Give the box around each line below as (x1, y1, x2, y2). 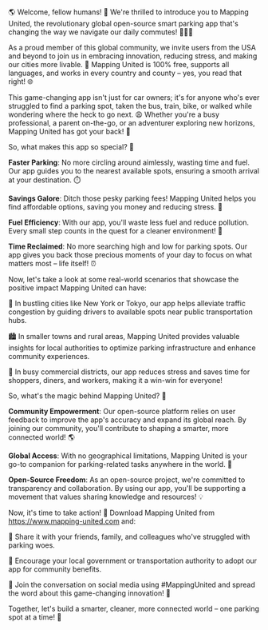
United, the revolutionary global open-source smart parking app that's (8, 19, 239, 28)
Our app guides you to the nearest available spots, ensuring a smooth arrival (8, 166, 260, 175)
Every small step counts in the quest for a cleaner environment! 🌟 (8, 226, 223, 235)
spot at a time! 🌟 (8, 612, 62, 622)
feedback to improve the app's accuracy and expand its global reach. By (8, 415, 247, 425)
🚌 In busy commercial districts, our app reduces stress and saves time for (8, 367, 250, 377)
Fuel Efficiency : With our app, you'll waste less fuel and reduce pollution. (8, 217, 250, 227)
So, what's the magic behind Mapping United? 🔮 (8, 391, 167, 401)
